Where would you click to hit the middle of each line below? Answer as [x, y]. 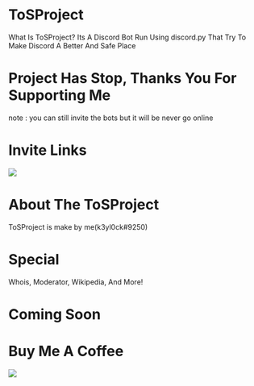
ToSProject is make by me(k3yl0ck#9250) [78, 226]
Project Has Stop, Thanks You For [123, 79]
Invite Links [48, 150]
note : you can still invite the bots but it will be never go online [111, 118]
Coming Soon [54, 314]
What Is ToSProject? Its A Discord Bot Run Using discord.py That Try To [127, 37]
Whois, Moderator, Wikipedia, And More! [76, 282]
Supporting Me [60, 95]
